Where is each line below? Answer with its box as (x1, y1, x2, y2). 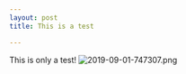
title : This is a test (9, 22, 94, 31)
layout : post (9, 13, 58, 23)
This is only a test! (9, 54, 77, 65)
